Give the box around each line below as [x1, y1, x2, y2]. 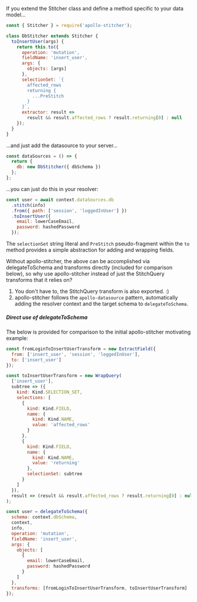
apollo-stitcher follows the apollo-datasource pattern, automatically [14, 294, 178, 301]
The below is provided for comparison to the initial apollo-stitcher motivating [6, 328, 191, 335]
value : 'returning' [32, 460, 80, 466]
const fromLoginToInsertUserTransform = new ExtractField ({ [6, 346, 157, 352]
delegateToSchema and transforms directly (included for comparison [6, 264, 173, 271]
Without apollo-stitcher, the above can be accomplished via [6, 258, 150, 264]
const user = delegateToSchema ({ [6, 509, 88, 515]
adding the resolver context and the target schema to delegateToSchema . [14, 300, 189, 307]
